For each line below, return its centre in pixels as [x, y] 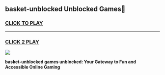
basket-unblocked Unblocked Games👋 [65, 9]
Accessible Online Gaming [33, 67]
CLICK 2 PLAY [22, 41]
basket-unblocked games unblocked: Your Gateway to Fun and [71, 62]
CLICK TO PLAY [24, 23]
